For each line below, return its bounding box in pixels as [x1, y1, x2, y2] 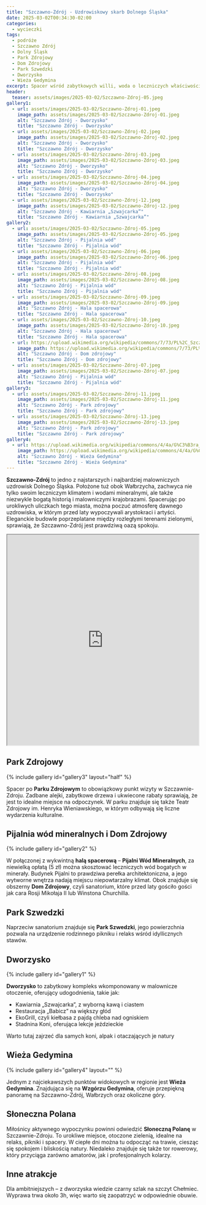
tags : [6, 32, 20, 38]
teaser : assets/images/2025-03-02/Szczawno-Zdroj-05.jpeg [12, 94, 164, 101]
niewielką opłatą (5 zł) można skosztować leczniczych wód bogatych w [6, 864, 187, 871]
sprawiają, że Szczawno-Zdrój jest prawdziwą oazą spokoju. [6, 522, 159, 529]
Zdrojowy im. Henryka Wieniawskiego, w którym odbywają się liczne [6, 804, 180, 812]
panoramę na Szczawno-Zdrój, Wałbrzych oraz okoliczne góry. [6, 1091, 166, 1098]
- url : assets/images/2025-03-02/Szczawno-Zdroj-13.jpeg [12, 414, 161, 420]
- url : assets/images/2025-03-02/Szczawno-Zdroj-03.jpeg [12, 151, 161, 158]
